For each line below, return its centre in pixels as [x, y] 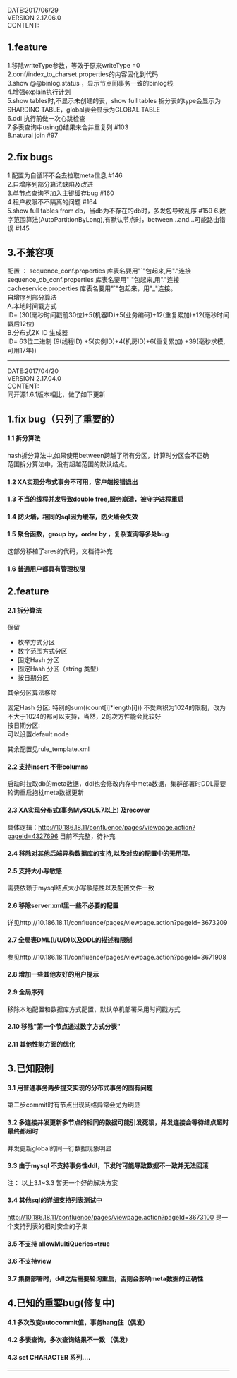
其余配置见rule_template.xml [49, 749]
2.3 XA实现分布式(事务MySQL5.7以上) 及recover [79, 810]
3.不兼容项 [31, 253]
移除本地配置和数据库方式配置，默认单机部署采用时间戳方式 [94, 1009]
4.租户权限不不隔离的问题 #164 [52, 201]
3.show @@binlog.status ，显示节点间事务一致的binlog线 [90, 83]
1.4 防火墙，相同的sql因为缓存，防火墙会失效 [73, 517]
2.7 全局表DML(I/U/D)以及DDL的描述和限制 [70, 940]
